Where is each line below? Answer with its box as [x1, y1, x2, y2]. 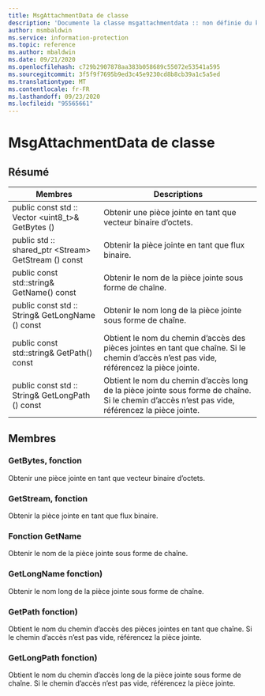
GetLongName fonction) [8, 569, 103, 580]
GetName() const [12, 287, 77, 298]
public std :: [12, 235, 55, 246]
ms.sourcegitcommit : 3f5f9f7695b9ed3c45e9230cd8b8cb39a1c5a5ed [8, 70, 221, 78]
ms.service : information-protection [8, 33, 129, 42]
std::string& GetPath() [12, 347, 93, 358]
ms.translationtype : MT [8, 78, 87, 85]
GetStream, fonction [8, 493, 88, 504]
